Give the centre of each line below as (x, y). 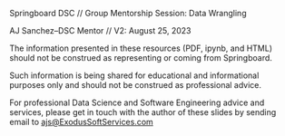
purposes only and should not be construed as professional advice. (135, 85)
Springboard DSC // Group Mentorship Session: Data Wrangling (128, 13)
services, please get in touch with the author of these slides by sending (143, 112)
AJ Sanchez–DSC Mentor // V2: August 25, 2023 (100, 30)
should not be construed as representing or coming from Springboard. (141, 58)
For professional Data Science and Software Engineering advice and (137, 102)
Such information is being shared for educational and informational (134, 75)
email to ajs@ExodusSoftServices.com (82, 122)
